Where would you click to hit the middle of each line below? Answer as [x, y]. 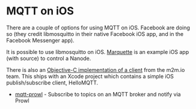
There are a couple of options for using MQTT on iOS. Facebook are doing [98, 28]
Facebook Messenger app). [40, 40]
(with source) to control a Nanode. [49, 58]
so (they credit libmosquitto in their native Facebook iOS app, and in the [95, 34]
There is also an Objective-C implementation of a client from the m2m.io [96, 69]
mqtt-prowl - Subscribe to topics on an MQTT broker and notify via [98, 94]
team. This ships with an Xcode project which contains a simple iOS [90, 76]
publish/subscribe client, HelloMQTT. [52, 83]
